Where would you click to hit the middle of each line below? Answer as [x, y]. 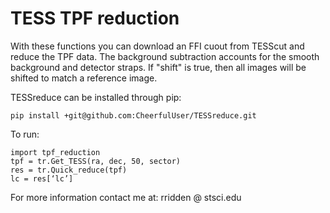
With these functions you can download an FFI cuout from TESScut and [157, 46]
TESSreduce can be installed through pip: [96, 97]
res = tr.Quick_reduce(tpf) [69, 170]
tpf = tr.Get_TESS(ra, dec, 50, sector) [96, 161]
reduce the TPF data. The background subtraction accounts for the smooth [165, 56]
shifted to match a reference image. [84, 78]
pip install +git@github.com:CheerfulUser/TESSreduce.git [133, 115]
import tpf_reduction [55, 152]
